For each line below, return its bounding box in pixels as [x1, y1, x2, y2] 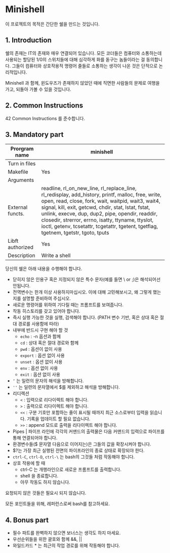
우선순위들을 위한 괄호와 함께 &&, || [12, 536, 82, 542]
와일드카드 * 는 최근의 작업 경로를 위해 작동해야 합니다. [12, 542, 120, 548]
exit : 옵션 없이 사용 [20, 372, 61, 378]
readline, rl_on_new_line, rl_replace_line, [41, 185, 137, 192]
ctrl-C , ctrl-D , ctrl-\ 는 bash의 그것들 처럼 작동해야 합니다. [12, 454, 135, 460]
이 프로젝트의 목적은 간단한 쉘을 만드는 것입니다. [5, 21, 100, 27]
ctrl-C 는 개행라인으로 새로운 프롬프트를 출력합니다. [20, 466, 122, 472]
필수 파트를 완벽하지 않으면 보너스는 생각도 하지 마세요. [12, 530, 121, 536]
